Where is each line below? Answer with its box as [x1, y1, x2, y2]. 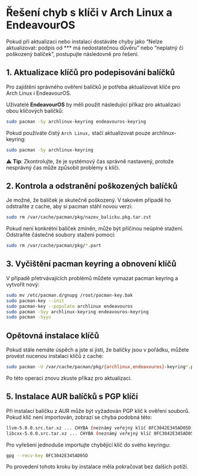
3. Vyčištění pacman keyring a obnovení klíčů [6, 259, 177, 269]
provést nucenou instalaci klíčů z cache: [6, 353, 104, 360]
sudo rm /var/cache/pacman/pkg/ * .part [6, 242, 101, 249]
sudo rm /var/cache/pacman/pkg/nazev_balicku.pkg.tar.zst [6, 214, 151, 221]
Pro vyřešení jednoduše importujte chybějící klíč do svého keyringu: [6, 441, 171, 448]
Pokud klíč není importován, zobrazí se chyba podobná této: [6, 413, 152, 421]
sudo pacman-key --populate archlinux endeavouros [6, 303, 133, 309]
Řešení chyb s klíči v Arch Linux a [6, 6, 173, 19]
